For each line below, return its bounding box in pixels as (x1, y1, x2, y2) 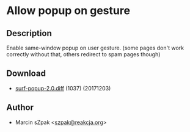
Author (6, 102, 34, 113)
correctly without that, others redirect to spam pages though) (6, 51, 161, 58)
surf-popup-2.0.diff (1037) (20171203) (15, 84, 111, 92)
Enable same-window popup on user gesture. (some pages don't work (6, 44, 185, 51)
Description (6, 28, 52, 38)
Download (6, 68, 46, 79)
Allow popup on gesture (6, 4, 130, 18)
